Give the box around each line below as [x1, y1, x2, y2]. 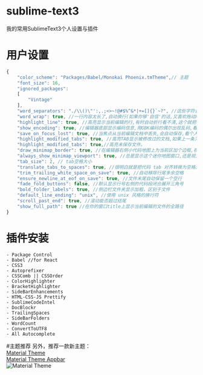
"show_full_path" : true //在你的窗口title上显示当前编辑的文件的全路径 [17, 204, 184, 210]
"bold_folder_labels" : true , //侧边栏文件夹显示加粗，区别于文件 [17, 187, 170, 193]
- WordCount [6, 320, 36, 327]
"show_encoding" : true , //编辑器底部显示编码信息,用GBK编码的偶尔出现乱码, [17, 125, 193, 131]
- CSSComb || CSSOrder [6, 273, 63, 279]
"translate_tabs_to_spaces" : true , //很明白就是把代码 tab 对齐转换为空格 [17, 164, 196, 170]
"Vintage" [28, 97, 53, 103]
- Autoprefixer [6, 268, 45, 274]
